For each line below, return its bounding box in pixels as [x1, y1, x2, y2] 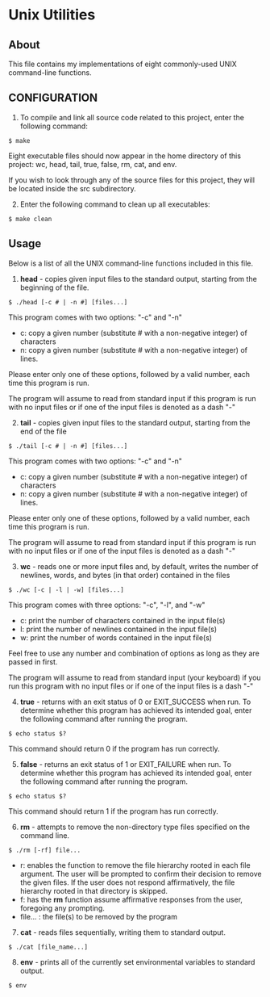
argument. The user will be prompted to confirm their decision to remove [19, 869, 262, 878]
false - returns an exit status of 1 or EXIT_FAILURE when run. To [19, 759, 232, 769]
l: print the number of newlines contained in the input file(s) [19, 624, 218, 634]
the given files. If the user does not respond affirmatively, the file [19, 878, 235, 887]
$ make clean [8, 215, 52, 223]
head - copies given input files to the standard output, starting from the [19, 274, 258, 283]
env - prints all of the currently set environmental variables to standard [19, 957, 255, 966]
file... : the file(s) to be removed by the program [19, 911, 177, 921]
